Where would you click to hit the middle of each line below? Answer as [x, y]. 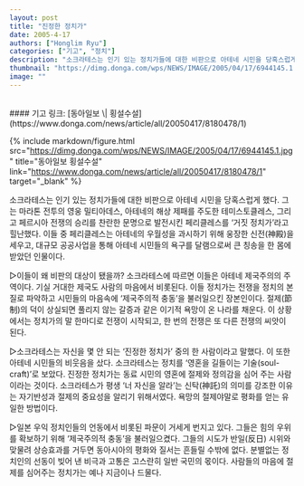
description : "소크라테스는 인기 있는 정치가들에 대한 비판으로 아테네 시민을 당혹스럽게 [153, 60]
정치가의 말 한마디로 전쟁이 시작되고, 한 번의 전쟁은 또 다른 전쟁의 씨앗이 [160, 320]
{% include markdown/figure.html [72, 140]
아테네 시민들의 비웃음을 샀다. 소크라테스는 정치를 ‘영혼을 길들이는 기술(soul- [145, 362]
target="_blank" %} [46, 181]
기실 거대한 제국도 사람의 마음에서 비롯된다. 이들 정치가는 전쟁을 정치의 [160, 287]
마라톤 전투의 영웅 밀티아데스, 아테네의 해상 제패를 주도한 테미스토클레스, [147, 211]
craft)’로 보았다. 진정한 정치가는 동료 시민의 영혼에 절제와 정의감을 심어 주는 [142, 374]
